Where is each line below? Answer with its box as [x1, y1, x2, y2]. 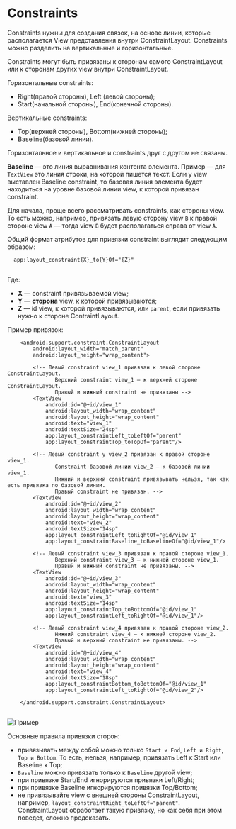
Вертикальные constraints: [7, 113, 88, 122]
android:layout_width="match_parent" [33, 345, 143, 352]
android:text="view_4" [45, 668, 112, 675]
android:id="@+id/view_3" [45, 574, 122, 582]
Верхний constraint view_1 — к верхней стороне [54, 376, 198, 384]
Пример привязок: [7, 325, 64, 334]
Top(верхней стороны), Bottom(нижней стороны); [17, 127, 168, 135]
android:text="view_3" [45, 594, 112, 601]
